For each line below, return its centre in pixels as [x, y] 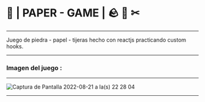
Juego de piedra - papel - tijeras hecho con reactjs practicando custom [96, 40]
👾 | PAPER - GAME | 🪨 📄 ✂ [73, 13]
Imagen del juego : [34, 68]
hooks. [15, 46]
